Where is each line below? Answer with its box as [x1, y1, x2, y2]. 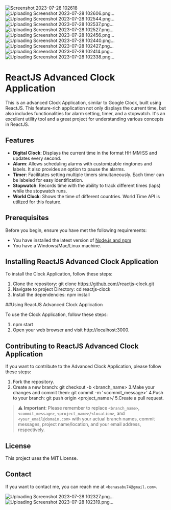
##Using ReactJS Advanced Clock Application [5, 302, 103, 308]
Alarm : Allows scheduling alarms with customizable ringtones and [12, 160, 152, 166]
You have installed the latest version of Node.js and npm [12, 237, 132, 243]
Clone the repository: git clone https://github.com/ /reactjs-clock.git [12, 281, 155, 287]
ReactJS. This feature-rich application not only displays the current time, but [5, 105, 166, 111]
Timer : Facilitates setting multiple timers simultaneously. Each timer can [12, 172, 164, 178]
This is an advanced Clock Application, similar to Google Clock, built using [5, 99, 162, 105]
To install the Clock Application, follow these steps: [5, 271, 113, 277]
